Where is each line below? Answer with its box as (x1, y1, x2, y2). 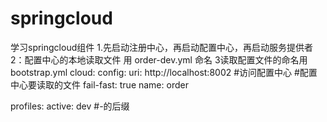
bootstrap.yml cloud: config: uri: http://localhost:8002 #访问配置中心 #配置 (10, 66, 318, 78)
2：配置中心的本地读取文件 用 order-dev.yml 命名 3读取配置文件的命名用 (10, 53, 308, 66)
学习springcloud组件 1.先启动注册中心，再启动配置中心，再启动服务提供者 (10, 41, 313, 53)
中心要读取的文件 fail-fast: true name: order (10, 78, 189, 91)
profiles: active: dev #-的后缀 (10, 100, 130, 112)
